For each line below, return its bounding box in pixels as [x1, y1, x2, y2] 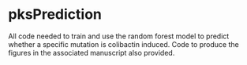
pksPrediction [8, 5, 103, 23]
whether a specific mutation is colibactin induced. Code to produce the [8, 39, 239, 49]
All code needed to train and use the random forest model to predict [8, 31, 230, 41]
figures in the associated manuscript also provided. [8, 48, 175, 57]
